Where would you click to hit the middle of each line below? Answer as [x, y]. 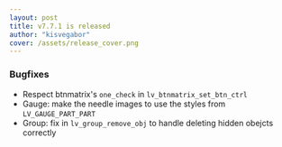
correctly [39, 133]
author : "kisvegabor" [50, 34]
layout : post [34, 18]
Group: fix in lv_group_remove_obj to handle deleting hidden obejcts [148, 123]
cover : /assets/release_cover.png [74, 43]
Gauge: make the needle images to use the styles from [124, 104]
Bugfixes [29, 75]
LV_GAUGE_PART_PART [59, 114]
